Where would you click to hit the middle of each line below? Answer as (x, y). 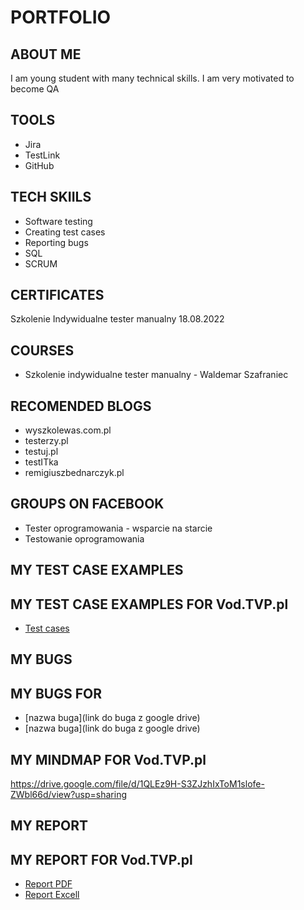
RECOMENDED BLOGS (81, 406)
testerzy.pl (46, 441)
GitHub (39, 165)
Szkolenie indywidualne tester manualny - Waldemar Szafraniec (156, 375)
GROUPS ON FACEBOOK (87, 504)
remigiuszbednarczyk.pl (74, 473)
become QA (35, 89)
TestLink (42, 155)
